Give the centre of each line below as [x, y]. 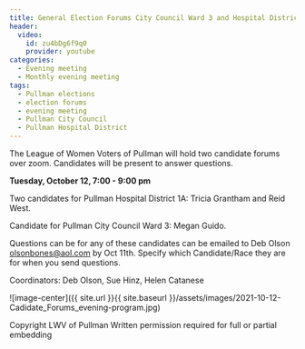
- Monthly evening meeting [69, 77]
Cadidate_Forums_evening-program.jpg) [85, 307]
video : [30, 35]
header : [24, 26]
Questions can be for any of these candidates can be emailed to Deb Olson [150, 243]
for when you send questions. [65, 263]
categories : [32, 60]
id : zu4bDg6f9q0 [57, 43]
